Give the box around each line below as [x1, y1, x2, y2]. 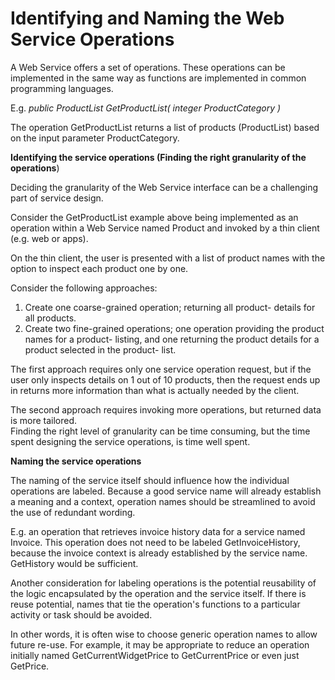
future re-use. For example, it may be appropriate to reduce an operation [10, 638, 310, 651]
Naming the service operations [10, 455, 142, 467]
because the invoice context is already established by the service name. [10, 547, 308, 559]
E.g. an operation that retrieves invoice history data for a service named [10, 525, 306, 537]
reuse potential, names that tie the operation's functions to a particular [10, 598, 301, 610]
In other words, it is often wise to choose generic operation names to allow [10, 628, 318, 640]
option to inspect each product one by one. [10, 262, 189, 274]
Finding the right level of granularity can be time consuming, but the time [10, 425, 311, 437]
